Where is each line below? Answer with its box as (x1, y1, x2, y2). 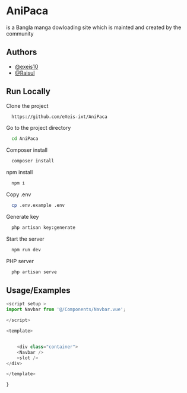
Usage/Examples (6, 285, 71, 295)
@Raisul (14, 69, 35, 76)
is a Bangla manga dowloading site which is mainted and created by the (6, 24, 182, 31)
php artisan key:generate (11, 224, 76, 231)
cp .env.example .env (11, 203, 65, 209)
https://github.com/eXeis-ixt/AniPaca (11, 114, 108, 120)
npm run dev (11, 247, 42, 253)
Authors (6, 47, 37, 57)
